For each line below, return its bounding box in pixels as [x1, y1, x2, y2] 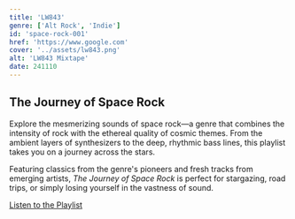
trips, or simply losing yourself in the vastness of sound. [9, 182, 214, 193]
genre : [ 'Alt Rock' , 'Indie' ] [9, 21, 121, 30]
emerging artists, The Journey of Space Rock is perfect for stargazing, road [9, 173, 286, 184]
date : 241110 [9, 63, 58, 72]
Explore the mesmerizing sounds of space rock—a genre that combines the [9, 118, 285, 129]
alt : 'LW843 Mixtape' [9, 54, 89, 63]
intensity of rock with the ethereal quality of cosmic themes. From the [9, 127, 263, 138]
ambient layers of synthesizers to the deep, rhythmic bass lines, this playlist [9, 137, 286, 147]
